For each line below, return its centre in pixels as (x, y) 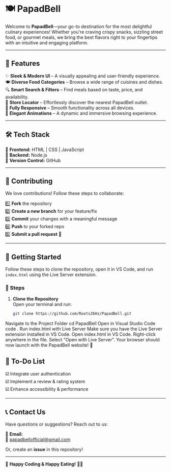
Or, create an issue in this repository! (44, 449)
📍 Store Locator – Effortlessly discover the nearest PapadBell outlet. (77, 102)
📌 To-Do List (25, 361)
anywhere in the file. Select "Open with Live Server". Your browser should (83, 340)
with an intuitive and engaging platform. (47, 42)
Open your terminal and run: (42, 304)
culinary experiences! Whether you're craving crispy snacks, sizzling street (84, 32)
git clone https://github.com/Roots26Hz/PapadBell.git (72, 314)
